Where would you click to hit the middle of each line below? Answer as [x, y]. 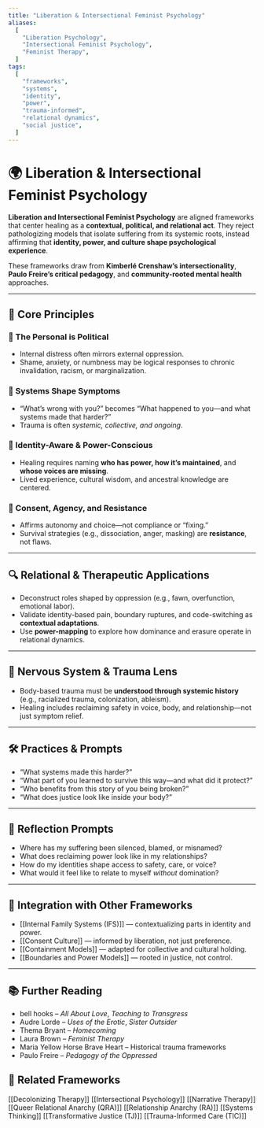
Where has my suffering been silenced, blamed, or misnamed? [121, 848]
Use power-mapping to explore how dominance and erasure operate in [135, 631]
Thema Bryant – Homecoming [68, 1030]
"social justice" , [52, 125]
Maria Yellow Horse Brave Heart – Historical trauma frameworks [123, 1047]
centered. [35, 487]
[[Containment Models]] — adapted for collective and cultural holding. [133, 949]
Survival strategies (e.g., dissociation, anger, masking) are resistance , [133, 534]
